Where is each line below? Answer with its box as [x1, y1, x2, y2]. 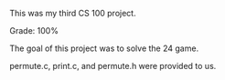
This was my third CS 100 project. [9, 8, 136, 18]
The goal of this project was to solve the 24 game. [9, 43, 199, 54]
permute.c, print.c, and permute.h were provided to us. [9, 61, 217, 71]
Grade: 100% [9, 25, 59, 35]
